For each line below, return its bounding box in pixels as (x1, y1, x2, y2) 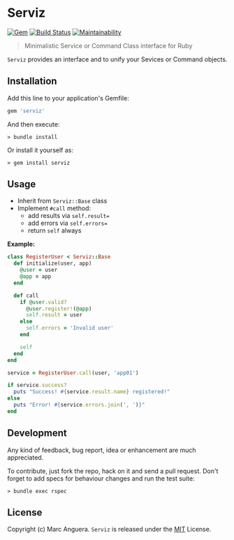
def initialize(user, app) (13, 260, 92, 267)
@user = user (20, 267, 58, 274)
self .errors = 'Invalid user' (25, 325, 114, 332)
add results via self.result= (27, 212, 110, 220)
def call (13, 292, 39, 299)
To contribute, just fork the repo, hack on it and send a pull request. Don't (7, 467, 219, 475)
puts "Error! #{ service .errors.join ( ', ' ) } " (13, 402, 145, 409)
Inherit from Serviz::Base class (17, 197, 108, 205)
